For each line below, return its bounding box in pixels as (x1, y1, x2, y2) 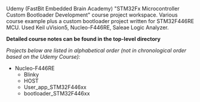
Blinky (23, 71, 39, 78)
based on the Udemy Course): (6, 53, 81, 60)
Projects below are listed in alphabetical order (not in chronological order (6, 47, 187, 54)
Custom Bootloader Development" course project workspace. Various (6, 11, 178, 18)
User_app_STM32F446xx (23, 84, 87, 91)
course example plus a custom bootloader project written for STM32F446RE (6, 18, 195, 24)
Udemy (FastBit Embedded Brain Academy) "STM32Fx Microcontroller (6, 5, 180, 12)
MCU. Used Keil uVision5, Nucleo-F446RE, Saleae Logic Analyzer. (6, 24, 169, 31)
